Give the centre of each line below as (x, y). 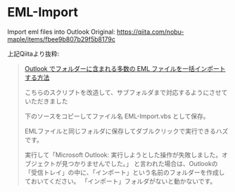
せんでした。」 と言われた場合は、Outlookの (155, 163)
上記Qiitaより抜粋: (33, 53)
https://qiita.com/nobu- (150, 32)
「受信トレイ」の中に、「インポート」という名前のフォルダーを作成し (125, 172)
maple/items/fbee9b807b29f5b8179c (62, 39)
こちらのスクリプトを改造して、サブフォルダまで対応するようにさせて (126, 92)
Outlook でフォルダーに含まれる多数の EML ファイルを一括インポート (125, 68)
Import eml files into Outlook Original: (62, 32)
